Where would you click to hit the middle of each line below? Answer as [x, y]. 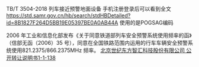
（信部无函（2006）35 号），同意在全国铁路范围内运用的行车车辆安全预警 [97, 43]
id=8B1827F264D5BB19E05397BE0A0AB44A [62, 22]
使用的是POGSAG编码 [146, 22]
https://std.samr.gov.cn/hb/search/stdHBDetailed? [69, 16]
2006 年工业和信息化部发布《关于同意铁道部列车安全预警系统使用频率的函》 [99, 35]
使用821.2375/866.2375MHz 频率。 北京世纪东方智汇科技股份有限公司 [98, 50]
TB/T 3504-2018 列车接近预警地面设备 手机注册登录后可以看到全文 [89, 9]
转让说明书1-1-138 [33, 58]
